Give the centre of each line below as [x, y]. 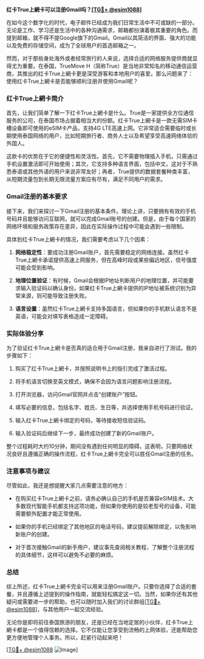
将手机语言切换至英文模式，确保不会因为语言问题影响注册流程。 [95, 381]
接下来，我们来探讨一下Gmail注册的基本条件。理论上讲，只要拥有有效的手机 [101, 211]
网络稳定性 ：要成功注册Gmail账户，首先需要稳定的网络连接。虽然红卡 [102, 252]
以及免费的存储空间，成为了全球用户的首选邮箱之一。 [73, 45]
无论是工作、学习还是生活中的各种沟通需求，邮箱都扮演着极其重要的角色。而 [102, 30]
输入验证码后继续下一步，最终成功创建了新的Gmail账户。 [86, 433]
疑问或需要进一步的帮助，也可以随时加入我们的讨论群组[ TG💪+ [83, 602]
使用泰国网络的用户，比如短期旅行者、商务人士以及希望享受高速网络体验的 [104, 136]
